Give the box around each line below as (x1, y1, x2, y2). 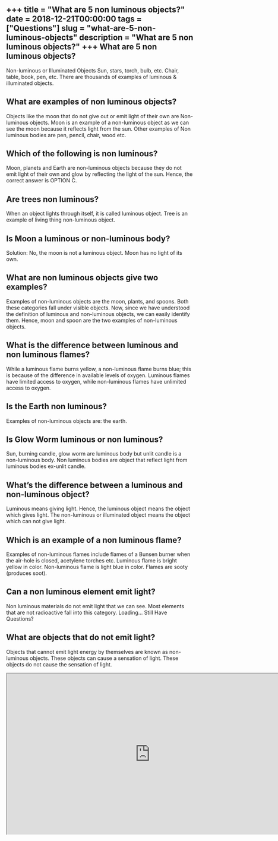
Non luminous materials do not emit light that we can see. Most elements (6, 602, 185, 609)
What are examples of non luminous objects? (6, 97, 177, 107)
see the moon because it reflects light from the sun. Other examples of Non (6, 125, 191, 132)
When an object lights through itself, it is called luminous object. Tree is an (6, 210, 188, 217)
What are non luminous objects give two (6, 273, 159, 283)
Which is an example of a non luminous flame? (6, 535, 182, 545)
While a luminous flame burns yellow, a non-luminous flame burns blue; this (6, 365, 191, 372)
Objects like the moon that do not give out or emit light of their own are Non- (6, 112, 193, 119)
